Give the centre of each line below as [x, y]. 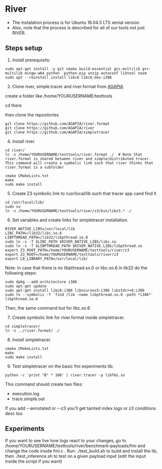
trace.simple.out [28, 399]
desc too [14, 413]
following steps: [21, 273]
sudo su [13, 206]
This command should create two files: [44, 384]
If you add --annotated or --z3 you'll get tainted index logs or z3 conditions [81, 408]
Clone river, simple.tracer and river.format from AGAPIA [68, 86]
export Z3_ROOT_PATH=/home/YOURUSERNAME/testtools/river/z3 [67, 250]
